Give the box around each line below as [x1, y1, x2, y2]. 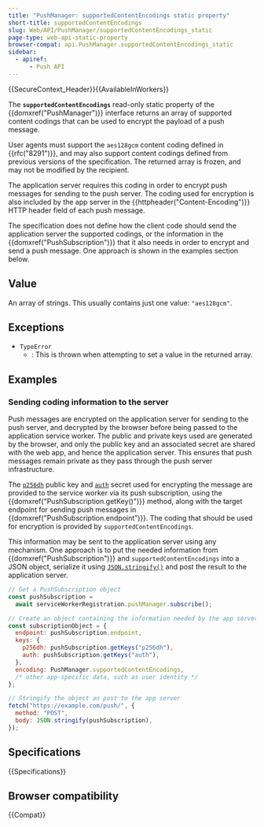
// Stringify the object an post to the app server [8, 695, 181, 703]
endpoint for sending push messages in [8, 505, 137, 514]
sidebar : [8, 48, 37, 56]
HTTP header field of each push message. [8, 206, 145, 215]
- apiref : [15, 56, 47, 64]
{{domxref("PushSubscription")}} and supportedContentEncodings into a [8, 554, 240, 563]
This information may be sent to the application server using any [8, 537, 217, 547]
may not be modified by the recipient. [8, 165, 130, 174]
